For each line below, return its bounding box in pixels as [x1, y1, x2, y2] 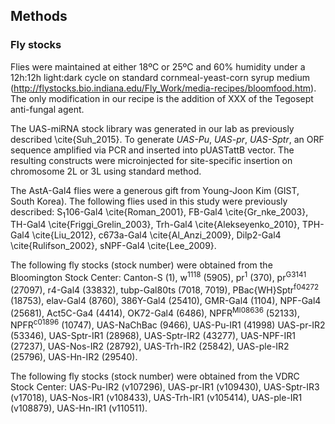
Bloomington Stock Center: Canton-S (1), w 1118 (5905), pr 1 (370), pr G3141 [10, 270, 307, 284]
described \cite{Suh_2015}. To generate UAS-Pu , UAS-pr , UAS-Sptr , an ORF [10, 133, 325, 145]
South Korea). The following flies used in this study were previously [10, 195, 288, 207]
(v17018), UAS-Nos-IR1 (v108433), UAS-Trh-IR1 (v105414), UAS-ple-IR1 [10, 392, 303, 404]
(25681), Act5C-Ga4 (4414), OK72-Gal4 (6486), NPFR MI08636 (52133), [10, 305, 300, 319]
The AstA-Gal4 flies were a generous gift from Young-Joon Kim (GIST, [10, 184, 300, 196]
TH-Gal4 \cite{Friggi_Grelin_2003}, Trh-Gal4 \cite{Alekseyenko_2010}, [10, 219, 300, 231]
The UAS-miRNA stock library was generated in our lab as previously [10, 122, 295, 134]
